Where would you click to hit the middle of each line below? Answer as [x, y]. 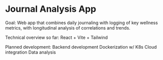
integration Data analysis [31, 52]
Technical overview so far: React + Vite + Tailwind [57, 37]
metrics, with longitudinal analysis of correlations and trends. [68, 28]
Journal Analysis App [51, 9]
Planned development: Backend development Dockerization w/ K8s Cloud [81, 47]
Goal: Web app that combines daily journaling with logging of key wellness [81, 23]
